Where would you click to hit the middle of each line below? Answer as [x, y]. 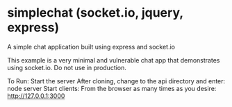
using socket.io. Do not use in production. [67, 67]
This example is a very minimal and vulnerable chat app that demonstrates [114, 60]
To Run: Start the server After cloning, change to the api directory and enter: [116, 81]
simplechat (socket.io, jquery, [95, 13]
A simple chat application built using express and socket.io [91, 47]
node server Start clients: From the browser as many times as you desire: [112, 88]
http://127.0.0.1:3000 [36, 96]
